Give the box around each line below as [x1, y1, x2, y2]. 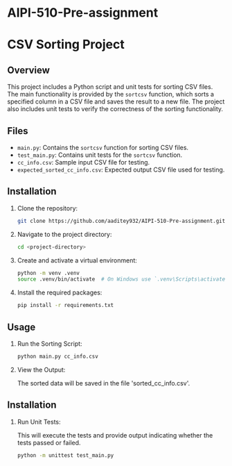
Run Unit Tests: [17, 417, 61, 426]
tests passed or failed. [17, 438, 81, 447]
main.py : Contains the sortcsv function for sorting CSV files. [17, 144, 189, 151]
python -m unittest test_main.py [17, 451, 114, 459]
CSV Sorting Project [7, 37, 125, 53]
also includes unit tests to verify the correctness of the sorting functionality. [7, 105, 224, 113]
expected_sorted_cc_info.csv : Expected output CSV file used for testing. [17, 165, 225, 174]
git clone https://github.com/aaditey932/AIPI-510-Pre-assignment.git [17, 217, 226, 224]
